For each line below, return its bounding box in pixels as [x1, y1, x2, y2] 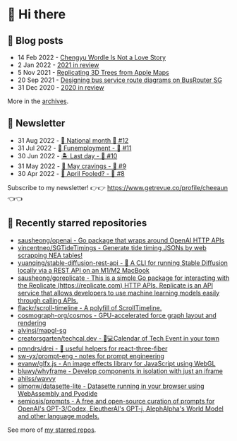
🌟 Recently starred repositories [7, 217, 147, 229]
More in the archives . [7, 97, 69, 105]
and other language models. [17, 411, 100, 420]
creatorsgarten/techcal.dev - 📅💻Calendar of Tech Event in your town [17, 334, 220, 342]
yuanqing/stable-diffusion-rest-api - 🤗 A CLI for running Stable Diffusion [17, 258, 228, 267]
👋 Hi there [7, 6, 66, 23]
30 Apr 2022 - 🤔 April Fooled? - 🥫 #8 [17, 169, 125, 177]
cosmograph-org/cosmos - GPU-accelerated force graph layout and [17, 311, 217, 319]
